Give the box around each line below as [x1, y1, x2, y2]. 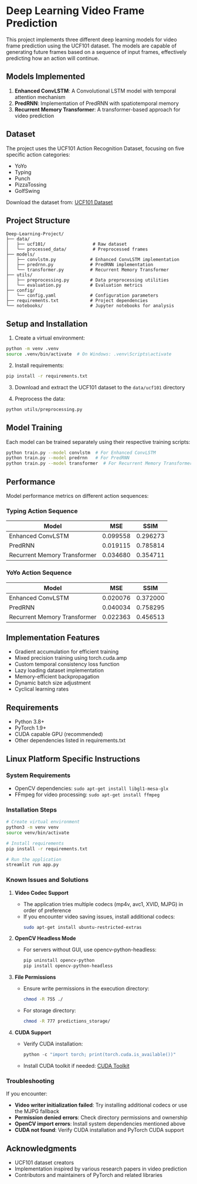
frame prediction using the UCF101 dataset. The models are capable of [6, 42, 177, 49]
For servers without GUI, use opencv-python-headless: [23, 946, 157, 954]
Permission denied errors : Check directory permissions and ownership [14, 1114, 188, 1121]
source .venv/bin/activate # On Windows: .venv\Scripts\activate [6, 351, 172, 357]
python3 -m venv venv [6, 825, 59, 830]
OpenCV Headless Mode [14, 935, 76, 942]
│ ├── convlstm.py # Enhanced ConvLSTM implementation [6, 257, 180, 263]
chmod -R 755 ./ [23, 996, 63, 1002]
